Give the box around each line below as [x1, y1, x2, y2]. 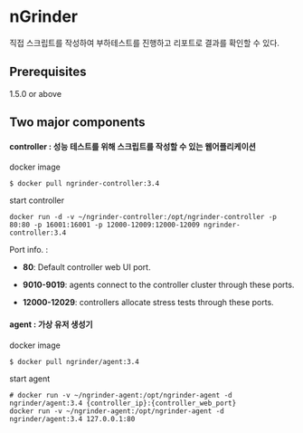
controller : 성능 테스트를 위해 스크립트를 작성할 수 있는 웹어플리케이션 [9, 140, 256, 151]
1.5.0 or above [9, 88, 62, 99]
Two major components [9, 115, 147, 130]
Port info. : [9, 245, 49, 255]
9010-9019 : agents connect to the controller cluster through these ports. [22, 279, 295, 291]
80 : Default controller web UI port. [22, 262, 151, 273]
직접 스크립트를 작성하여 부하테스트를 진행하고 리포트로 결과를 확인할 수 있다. [9, 37, 280, 48]
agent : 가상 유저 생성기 [9, 319, 93, 330]
